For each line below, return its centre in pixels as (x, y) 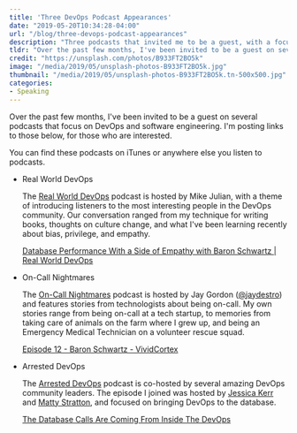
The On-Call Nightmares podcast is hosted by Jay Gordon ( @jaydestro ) (152, 294)
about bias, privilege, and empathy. (86, 233)
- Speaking (29, 91)
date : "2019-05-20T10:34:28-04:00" (75, 26)
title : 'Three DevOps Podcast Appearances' (91, 17)
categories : (31, 83)
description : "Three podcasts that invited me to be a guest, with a (140, 42)
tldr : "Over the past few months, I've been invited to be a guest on (142, 50)
